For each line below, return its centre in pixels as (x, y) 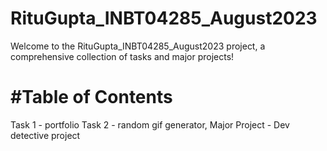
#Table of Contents (91, 97)
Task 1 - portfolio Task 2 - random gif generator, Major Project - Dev (150, 124)
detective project (45, 135)
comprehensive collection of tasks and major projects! (122, 56)
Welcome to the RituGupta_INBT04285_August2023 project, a (138, 46)
